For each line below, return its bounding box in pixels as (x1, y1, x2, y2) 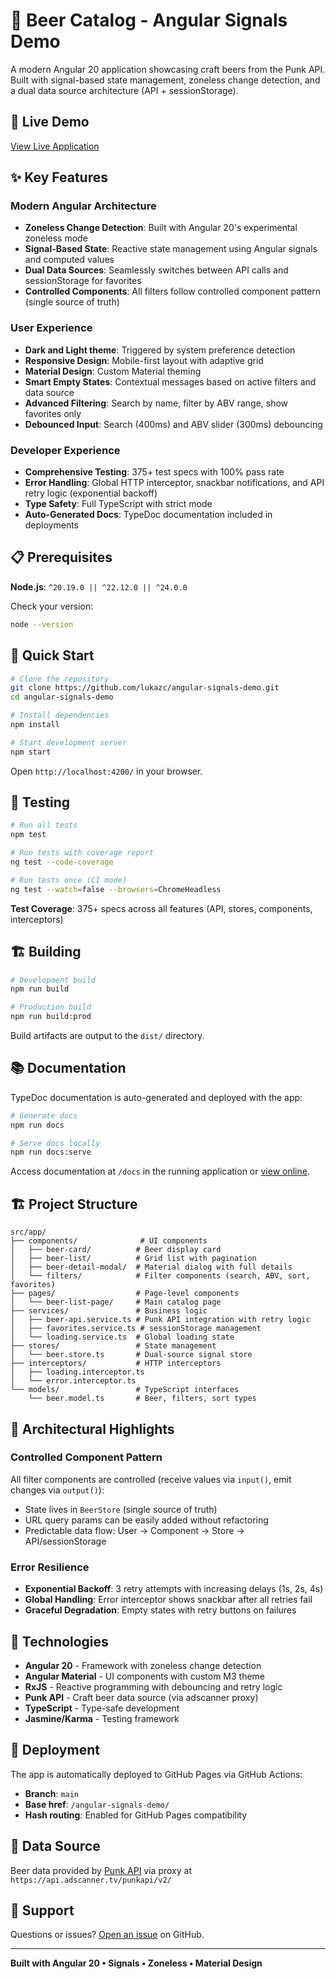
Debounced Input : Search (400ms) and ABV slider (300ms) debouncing (24, 418, 323, 430)
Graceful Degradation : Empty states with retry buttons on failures (24, 1604, 297, 1616)
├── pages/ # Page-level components (10, 1289, 240, 1299)
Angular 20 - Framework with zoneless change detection (24, 1659, 262, 1671)
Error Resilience (10, 1560, 90, 1574)
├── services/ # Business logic (10, 1306, 208, 1316)
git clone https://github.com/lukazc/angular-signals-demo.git (10, 683, 280, 693)
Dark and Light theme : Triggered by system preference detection (24, 344, 296, 356)
